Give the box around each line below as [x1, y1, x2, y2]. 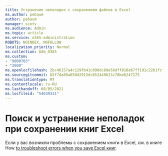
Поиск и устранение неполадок [5, 112, 145, 124]
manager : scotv [5, 21, 37, 26]
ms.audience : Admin [5, 26, 46, 31]
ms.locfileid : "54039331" [5, 91, 59, 96]
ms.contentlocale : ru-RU [5, 81, 57, 86]
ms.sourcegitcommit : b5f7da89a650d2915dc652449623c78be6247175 [5, 72, 140, 77]
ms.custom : [5, 53, 28, 59]
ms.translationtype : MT [5, 77, 55, 82]
